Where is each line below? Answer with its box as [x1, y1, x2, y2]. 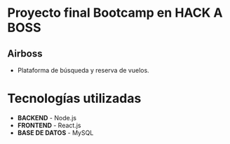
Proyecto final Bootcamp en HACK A [7, 5, 223, 21]
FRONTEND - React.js [17, 121, 81, 129]
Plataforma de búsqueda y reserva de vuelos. [17, 66, 149, 74]
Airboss [7, 48, 43, 59]
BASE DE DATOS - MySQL [17, 128, 94, 137]
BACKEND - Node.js [17, 113, 77, 122]
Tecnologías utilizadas [7, 91, 142, 106]
